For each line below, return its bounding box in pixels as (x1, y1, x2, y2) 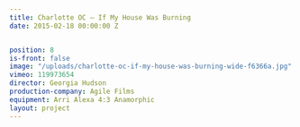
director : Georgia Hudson (9, 79, 106, 88)
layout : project (9, 104, 70, 113)
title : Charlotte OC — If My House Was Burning (9, 13, 192, 22)
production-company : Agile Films (9, 87, 135, 96)
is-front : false (9, 54, 70, 63)
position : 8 (9, 46, 54, 55)
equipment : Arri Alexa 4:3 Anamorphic (9, 95, 155, 104)
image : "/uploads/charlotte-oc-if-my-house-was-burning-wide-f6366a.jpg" (9, 62, 293, 72)
